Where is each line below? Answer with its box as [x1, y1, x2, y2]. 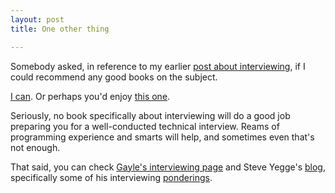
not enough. [10, 141, 61, 153]
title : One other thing [10, 24, 110, 34]
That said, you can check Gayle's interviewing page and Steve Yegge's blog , [10, 161, 326, 173]
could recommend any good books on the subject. [10, 71, 218, 83]
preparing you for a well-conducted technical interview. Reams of [10, 120, 280, 132]
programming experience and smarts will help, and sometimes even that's [10, 131, 315, 143]
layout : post [10, 14, 65, 25]
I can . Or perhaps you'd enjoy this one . [10, 90, 171, 102]
